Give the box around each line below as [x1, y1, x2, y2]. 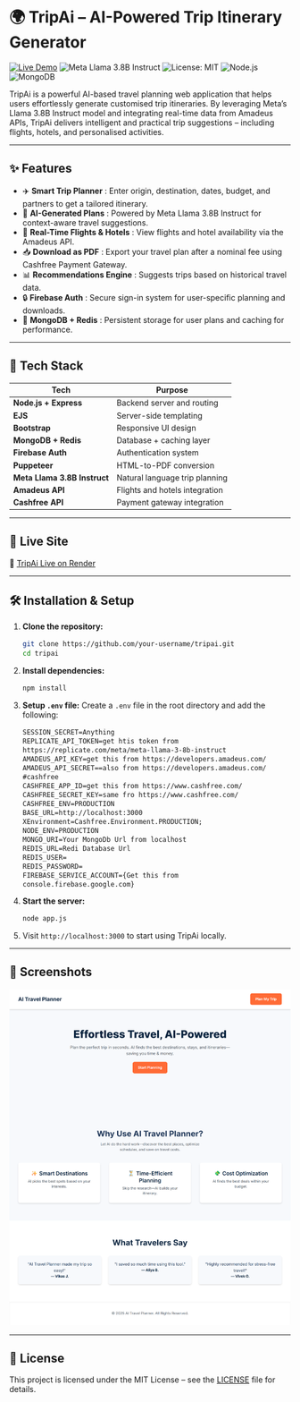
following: [21, 709, 59, 720]
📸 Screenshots [9, 964, 93, 980]
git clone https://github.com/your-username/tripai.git [21, 640, 235, 649]
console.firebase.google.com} [21, 880, 136, 889]
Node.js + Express [12, 397, 83, 408]
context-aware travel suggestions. [21, 217, 149, 228]
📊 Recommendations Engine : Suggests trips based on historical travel [21, 269, 287, 280]
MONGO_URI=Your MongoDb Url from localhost [21, 836, 187, 845]
